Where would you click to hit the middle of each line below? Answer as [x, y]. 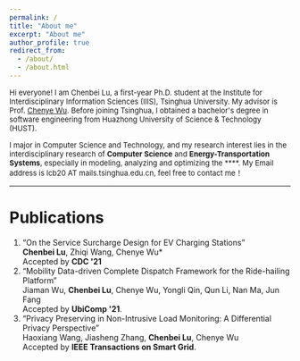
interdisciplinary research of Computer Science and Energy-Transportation [140, 154]
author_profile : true [50, 42]
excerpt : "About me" [48, 34]
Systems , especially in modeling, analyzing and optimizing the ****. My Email [142, 163]
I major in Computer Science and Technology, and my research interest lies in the [148, 145]
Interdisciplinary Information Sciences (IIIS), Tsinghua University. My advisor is [144, 101]
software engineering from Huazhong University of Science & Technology [135, 119]
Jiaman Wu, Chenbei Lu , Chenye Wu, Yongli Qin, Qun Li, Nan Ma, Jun [150, 290]
